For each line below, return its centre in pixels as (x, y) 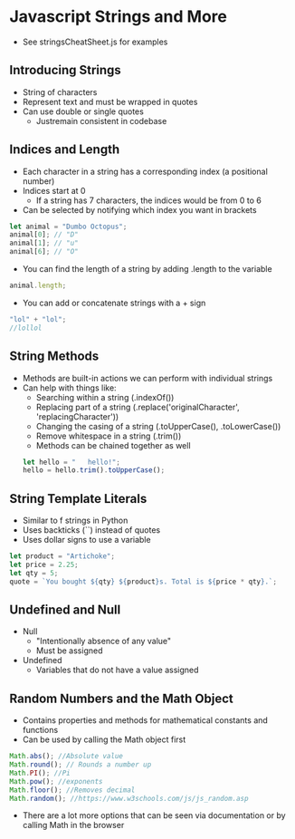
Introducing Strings (66, 70)
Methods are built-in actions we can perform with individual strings (147, 378)
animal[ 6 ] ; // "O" (44, 252)
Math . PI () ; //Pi (40, 773)
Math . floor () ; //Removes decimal (72, 790)
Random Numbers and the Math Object (121, 698)
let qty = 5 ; (34, 573)
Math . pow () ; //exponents (56, 781)
